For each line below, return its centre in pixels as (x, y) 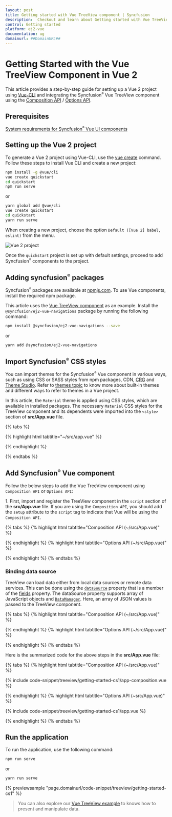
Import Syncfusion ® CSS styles (56, 362)
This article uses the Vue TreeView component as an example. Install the (82, 305)
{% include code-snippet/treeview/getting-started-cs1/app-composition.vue (86, 681)
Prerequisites (27, 116)
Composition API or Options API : (39, 491)
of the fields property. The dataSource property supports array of (74, 593)
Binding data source (31, 571)
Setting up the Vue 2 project (51, 145)
